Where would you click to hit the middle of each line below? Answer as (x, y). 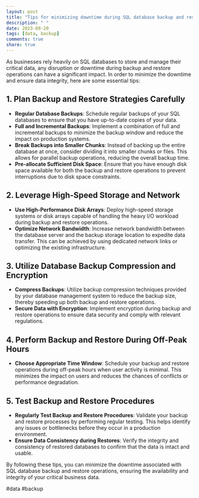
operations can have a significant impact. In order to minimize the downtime (99, 74)
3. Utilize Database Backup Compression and (91, 266)
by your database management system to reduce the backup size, (95, 296)
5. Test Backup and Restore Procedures (81, 401)
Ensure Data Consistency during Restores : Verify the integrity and (97, 440)
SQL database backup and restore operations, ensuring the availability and (97, 471)
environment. (31, 434)
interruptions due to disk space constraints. (68, 176)
